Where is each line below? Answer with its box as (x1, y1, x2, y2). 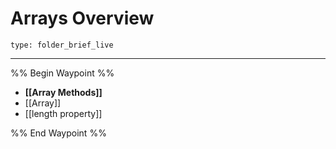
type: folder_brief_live (10, 40, 114, 50)
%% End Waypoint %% (10, 127, 107, 139)
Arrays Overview (10, 7, 155, 30)
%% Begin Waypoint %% (10, 67, 115, 79)
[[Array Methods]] (24, 86, 103, 98)
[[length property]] (24, 107, 103, 119)
